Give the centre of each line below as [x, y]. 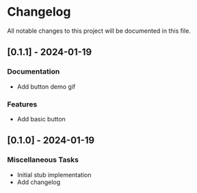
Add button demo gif [46, 87]
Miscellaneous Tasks [43, 160]
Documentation [34, 72]
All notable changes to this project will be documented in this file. [99, 31]
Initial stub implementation [54, 175]
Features [22, 104]
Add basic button [41, 119]
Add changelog [39, 182]
